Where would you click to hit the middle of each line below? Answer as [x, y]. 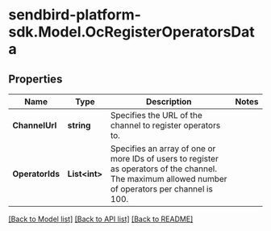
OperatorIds [36, 174]
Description [169, 101]
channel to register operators [165, 125]
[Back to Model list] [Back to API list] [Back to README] [101, 219]
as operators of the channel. [164, 169]
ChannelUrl [35, 125]
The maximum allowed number [169, 179]
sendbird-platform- [75, 15]
